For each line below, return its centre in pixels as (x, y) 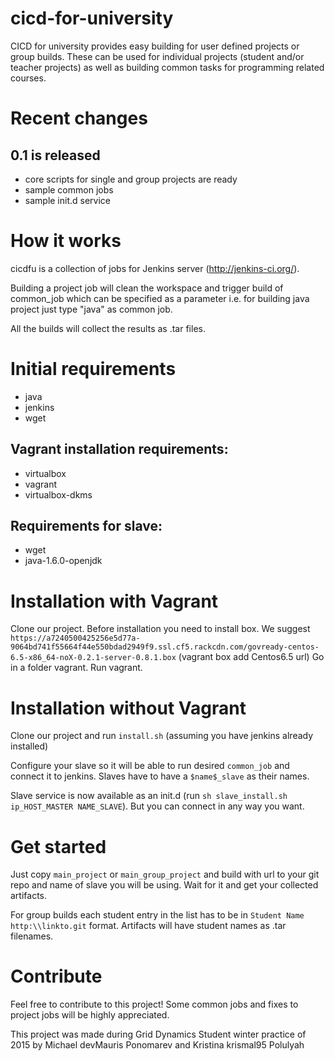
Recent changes (79, 118)
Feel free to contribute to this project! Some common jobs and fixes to (154, 1004)
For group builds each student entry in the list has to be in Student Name (157, 915)
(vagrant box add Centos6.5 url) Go (251, 657)
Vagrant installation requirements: (119, 449)
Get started (58, 846)
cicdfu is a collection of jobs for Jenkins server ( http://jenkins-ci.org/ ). (155, 268)
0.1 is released (55, 155)
